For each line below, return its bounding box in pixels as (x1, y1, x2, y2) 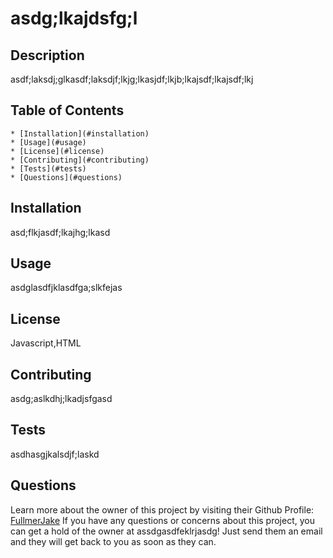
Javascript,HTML (10, 337, 82, 349)
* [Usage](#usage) (10, 137, 87, 147)
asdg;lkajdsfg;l (10, 7, 138, 30)
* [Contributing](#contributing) (10, 155, 150, 165)
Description (10, 47, 85, 64)
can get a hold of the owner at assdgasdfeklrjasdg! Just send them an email (10, 525, 323, 537)
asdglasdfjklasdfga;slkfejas (10, 282, 123, 294)
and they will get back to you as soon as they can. (10, 535, 217, 547)
